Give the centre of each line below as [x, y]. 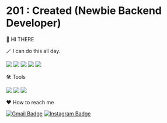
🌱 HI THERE [20, 39]
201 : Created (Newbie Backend [84, 11]
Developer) [34, 23]
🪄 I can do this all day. [33, 51]
